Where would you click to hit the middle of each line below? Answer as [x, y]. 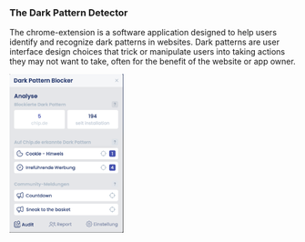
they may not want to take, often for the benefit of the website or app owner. [152, 62]
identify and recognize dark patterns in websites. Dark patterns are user [145, 42]
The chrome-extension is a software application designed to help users [143, 33]
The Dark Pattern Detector [69, 13]
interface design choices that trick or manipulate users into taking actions [147, 52]
